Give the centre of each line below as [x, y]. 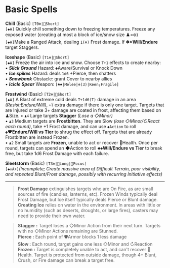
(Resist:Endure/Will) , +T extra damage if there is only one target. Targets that [85, 105]
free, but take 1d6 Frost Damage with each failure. [57, 153]
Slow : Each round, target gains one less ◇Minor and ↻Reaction [85, 244]
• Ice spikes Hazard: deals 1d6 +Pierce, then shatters [61, 73]
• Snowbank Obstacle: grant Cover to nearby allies [59, 79]
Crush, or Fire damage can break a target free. [66, 260]
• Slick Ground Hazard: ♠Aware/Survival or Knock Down [64, 68]
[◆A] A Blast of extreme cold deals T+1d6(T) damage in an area [71, 99]
